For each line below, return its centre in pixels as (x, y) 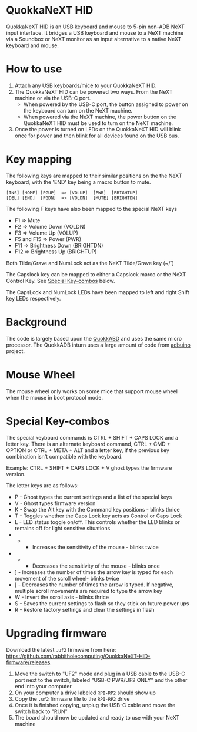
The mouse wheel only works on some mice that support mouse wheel (92, 391)
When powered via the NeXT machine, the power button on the (100, 117)
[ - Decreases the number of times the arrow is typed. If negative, (94, 585)
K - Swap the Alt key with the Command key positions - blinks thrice (97, 509)
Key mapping (39, 159)
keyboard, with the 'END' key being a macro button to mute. (79, 182)
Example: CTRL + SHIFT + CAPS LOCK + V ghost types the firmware (89, 468)
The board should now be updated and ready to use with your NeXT (97, 717)
